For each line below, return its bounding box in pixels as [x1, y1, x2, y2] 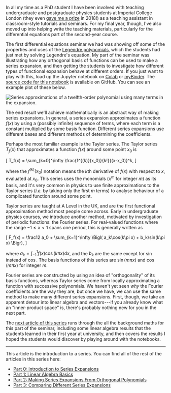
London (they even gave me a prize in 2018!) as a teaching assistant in [6, 15, 153, 21]
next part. [6, 310, 26, 316]
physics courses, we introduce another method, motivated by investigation [6, 214, 162, 220]
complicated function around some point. [6, 193, 92, 199]
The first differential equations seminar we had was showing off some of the [6, 41, 165, 47]
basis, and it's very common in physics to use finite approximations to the [6, 182, 160, 188]
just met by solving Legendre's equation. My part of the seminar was [6, 52, 150, 58]
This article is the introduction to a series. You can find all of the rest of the [6, 351, 162, 357]
